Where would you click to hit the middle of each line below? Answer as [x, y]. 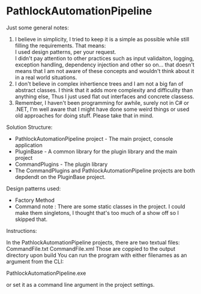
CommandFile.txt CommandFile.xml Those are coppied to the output [91, 248]
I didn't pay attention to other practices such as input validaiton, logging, [104, 58]
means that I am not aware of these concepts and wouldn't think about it [104, 71]
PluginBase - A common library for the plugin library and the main [96, 151]
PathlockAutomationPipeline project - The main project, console [94, 138]
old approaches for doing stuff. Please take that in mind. [84, 116]
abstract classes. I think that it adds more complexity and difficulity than [104, 90]
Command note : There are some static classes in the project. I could [100, 206]
